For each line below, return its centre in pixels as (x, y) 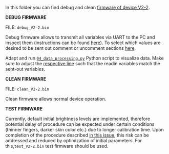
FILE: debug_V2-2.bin (27, 27)
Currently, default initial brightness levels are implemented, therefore (78, 119)
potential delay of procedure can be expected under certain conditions (80, 124)
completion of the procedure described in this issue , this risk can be (77, 135)
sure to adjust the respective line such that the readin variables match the (83, 63)
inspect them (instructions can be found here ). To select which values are (83, 43)
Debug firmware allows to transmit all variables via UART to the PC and (80, 37)
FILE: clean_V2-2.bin (27, 89)
